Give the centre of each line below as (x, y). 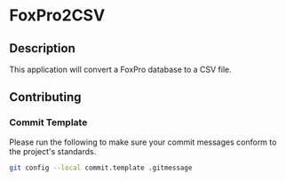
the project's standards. (53, 151)
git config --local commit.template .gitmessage (101, 168)
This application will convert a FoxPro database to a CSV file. (121, 69)
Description (42, 48)
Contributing (45, 97)
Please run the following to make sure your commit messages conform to (143, 142)
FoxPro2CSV (57, 16)
